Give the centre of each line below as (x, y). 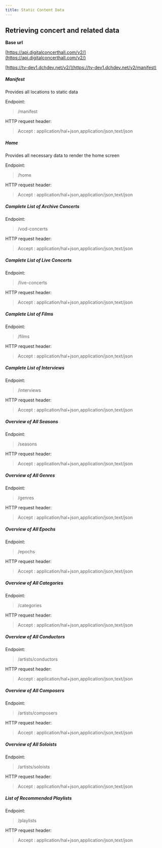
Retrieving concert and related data (63, 31)
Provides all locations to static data (42, 92)
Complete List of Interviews (35, 368)
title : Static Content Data (35, 10)
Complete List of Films (29, 314)
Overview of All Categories (34, 583)
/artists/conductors (38, 659)
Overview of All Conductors (35, 636)
